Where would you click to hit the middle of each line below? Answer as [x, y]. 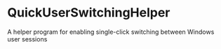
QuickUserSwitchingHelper [89, 13]
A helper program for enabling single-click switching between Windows [111, 32]
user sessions [27, 39]
